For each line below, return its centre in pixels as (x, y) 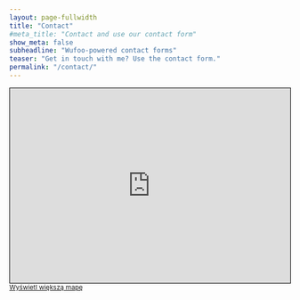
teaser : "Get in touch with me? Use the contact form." (115, 59)
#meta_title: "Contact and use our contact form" (103, 34)
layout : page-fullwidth (53, 17)
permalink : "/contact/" (53, 68)
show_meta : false (41, 42)
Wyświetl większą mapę (46, 287)
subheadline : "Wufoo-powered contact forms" (93, 51)
